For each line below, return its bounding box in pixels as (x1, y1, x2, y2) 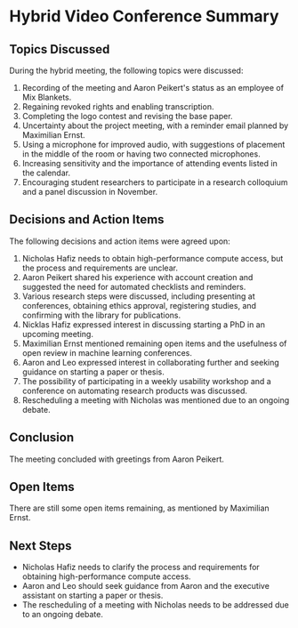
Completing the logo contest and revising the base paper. (21, 111, 233, 121)
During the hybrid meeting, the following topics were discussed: (9, 65, 244, 76)
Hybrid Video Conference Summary (9, 6, 279, 27)
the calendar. (21, 167, 71, 178)
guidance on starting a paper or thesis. (21, 366, 165, 377)
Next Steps (9, 538, 72, 553)
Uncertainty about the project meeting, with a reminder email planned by (21, 120, 289, 131)
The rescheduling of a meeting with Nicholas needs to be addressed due (21, 600, 289, 610)
